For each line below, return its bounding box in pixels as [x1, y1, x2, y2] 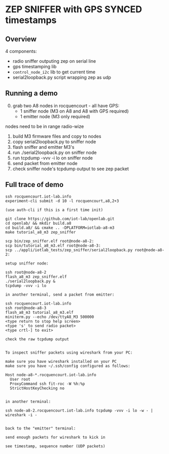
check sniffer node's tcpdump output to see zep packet [12, 166, 129, 172]
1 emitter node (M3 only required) [20, 113, 90, 119]
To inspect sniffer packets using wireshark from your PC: [5, 350, 133, 355]
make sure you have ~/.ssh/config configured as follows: [5, 363, 130, 368]
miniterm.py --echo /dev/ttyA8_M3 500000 [5, 314, 94, 319]
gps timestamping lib [12, 64, 57, 69]
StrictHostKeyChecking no [10, 386, 65, 391]
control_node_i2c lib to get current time [12, 69, 95, 75]
